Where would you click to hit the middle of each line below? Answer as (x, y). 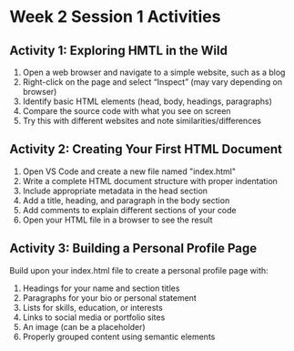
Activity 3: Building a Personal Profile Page (133, 248)
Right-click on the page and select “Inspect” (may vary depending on (152, 82)
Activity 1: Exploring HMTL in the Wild (118, 51)
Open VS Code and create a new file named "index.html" (129, 171)
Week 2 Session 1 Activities (115, 17)
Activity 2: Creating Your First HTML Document (146, 149)
